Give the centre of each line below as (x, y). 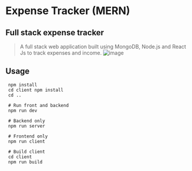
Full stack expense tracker (55, 33)
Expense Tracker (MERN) (68, 11)
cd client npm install (36, 90)
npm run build (25, 162)
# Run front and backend (38, 105)
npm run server (26, 126)
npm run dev (23, 110)
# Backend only (26, 121)
